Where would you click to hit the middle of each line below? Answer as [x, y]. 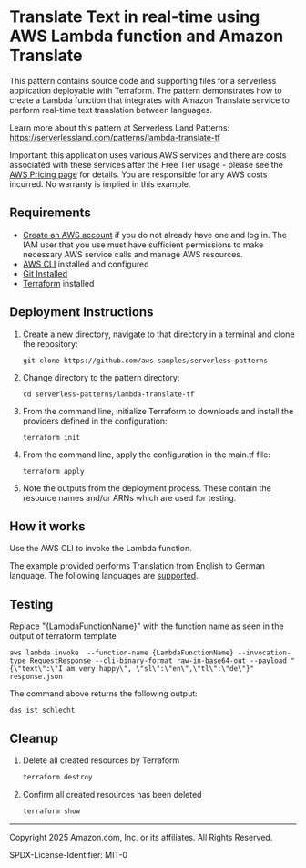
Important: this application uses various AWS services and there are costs [148, 155]
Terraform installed [58, 283]
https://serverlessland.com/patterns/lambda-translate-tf [115, 137]
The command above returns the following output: [103, 694]
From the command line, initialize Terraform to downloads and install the [158, 411]
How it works [47, 526]
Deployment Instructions [82, 312]
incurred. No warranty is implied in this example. [100, 183]
